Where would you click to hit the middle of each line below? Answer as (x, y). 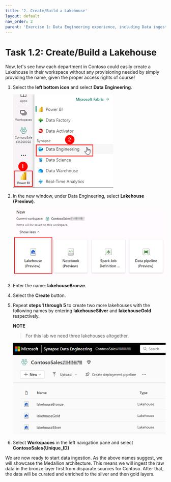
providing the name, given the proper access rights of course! (70, 78)
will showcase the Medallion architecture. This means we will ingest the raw (85, 463)
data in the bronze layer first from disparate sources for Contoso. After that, (84, 469)
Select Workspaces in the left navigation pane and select (73, 443)
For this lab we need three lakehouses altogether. (77, 336)
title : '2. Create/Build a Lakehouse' (46, 11)
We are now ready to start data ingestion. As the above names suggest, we (84, 458)
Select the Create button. (39, 295)
